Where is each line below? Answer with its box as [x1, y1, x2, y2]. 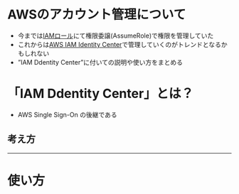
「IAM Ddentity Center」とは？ [7, 86, 194, 102]
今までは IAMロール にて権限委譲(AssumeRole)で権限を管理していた [17, 31, 214, 40]
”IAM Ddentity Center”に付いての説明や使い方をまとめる [17, 58, 184, 66]
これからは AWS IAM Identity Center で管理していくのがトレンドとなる [17, 40, 222, 48]
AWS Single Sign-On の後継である [17, 110, 117, 119]
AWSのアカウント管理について [7, 6, 186, 23]
